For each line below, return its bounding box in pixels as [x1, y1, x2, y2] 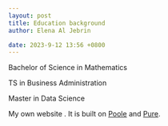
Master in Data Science [8, 93, 86, 104]
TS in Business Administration [8, 78, 107, 88]
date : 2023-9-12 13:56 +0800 [8, 41, 106, 49]
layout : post [8, 11, 52, 20]
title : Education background [8, 19, 106, 27]
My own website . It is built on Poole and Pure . [8, 109, 161, 119]
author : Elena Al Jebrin [8, 26, 91, 34]
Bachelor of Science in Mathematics [8, 63, 128, 73]
